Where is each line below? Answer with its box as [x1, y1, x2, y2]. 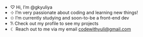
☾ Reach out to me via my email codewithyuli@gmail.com [10, 26, 131, 32]
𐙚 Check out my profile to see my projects [10, 20, 99, 26]
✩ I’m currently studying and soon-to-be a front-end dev [10, 15, 129, 20]
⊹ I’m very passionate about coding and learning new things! [10, 9, 138, 15]
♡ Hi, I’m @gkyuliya [10, 4, 52, 10]
